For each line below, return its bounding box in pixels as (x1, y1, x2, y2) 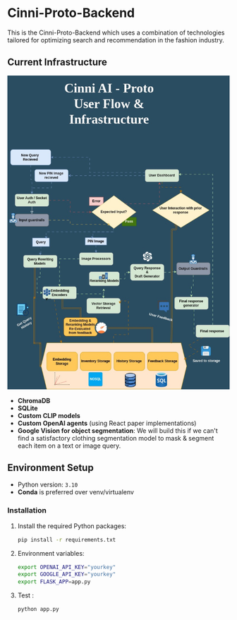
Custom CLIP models (17, 411, 81, 419)
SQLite (17, 404, 38, 412)
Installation (7, 506, 47, 515)
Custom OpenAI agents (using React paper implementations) (17, 419, 197, 427)
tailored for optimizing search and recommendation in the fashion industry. (7, 35, 224, 44)
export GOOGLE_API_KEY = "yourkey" (17, 571, 116, 578)
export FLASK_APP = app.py (17, 578, 91, 585)
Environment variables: (17, 549, 85, 557)
